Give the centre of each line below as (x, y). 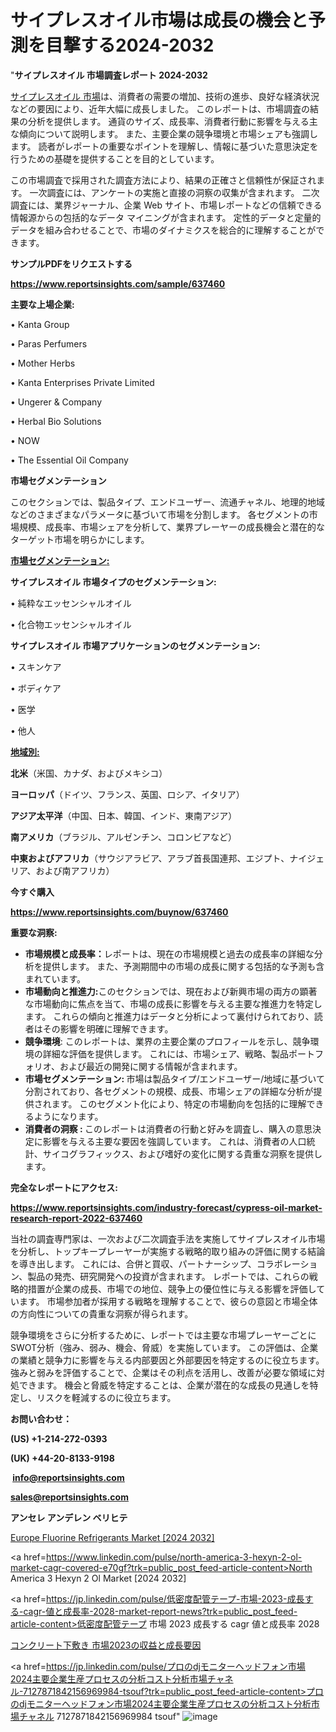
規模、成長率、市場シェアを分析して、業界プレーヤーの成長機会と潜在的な (171, 527)
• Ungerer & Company (56, 402)
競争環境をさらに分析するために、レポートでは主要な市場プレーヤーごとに (163, 1335)
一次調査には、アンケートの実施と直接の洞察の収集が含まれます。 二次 (174, 192)
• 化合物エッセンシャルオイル (71, 624)
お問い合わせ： (41, 1418)
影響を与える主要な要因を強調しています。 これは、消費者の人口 (174, 1141)
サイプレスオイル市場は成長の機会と (159, 20)
